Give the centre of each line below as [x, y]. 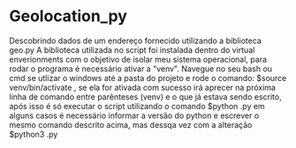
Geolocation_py [68, 16]
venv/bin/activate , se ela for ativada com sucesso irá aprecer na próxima [143, 87]
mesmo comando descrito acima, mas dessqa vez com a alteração [131, 124]
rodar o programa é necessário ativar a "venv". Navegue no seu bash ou [140, 69]
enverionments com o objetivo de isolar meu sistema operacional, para [138, 59]
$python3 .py [34, 134]
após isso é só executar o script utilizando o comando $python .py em [137, 106]
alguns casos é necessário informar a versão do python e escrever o [134, 115]
